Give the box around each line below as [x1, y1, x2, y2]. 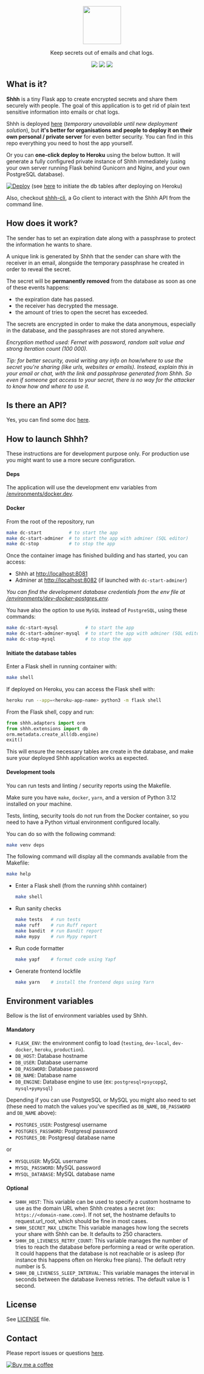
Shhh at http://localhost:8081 [15, 570, 88, 578]
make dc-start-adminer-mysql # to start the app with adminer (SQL [6, 630, 183, 637]
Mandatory [6, 1026, 35, 1033]
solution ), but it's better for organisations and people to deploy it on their [6, 126, 192, 134]
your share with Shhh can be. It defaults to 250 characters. [15, 1230, 163, 1237]
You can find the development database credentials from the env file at [6, 589, 185, 596]
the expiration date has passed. [15, 295, 94, 303]
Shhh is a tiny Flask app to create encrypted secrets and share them [6, 95, 178, 103]
